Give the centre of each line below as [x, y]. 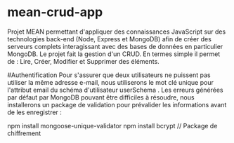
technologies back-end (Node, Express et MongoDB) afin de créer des [110, 39]
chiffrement [24, 133]
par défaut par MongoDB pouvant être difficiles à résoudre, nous [101, 97]
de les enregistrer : [34, 112]
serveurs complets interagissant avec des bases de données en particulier [115, 46]
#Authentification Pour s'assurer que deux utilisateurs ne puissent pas [109, 75]
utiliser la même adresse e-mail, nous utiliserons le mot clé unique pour [111, 82]
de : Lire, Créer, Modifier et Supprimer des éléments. [83, 61]
